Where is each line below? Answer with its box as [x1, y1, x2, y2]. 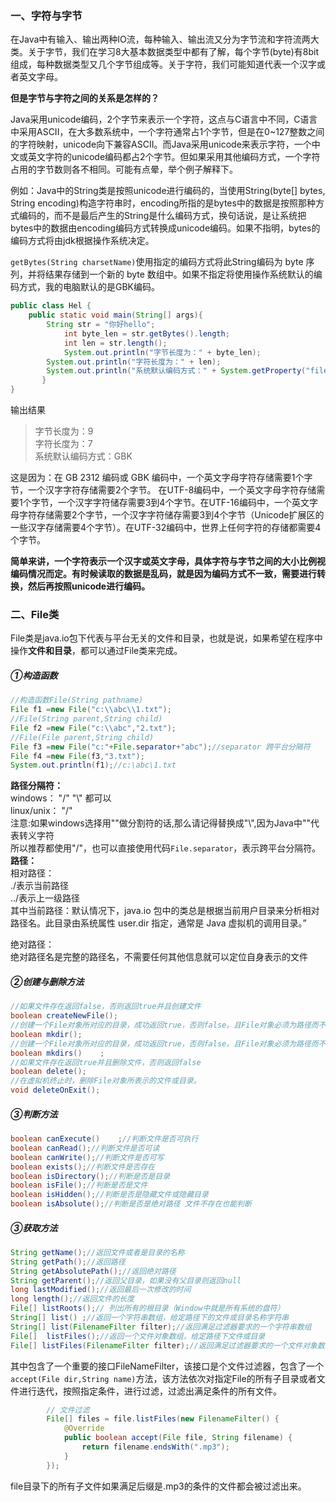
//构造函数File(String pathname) [10, 695, 144, 706]
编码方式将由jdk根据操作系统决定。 [10, 235, 155, 247]
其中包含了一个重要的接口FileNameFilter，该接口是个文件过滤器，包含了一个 [10, 1360, 325, 1372]
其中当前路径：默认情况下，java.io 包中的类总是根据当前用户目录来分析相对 [10, 905, 320, 917]
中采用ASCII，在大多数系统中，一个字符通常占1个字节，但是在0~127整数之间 [10, 126, 325, 138]
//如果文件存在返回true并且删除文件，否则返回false [10, 1057, 202, 1067]
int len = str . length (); [63, 338, 168, 348]
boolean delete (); [10, 1067, 87, 1077]
